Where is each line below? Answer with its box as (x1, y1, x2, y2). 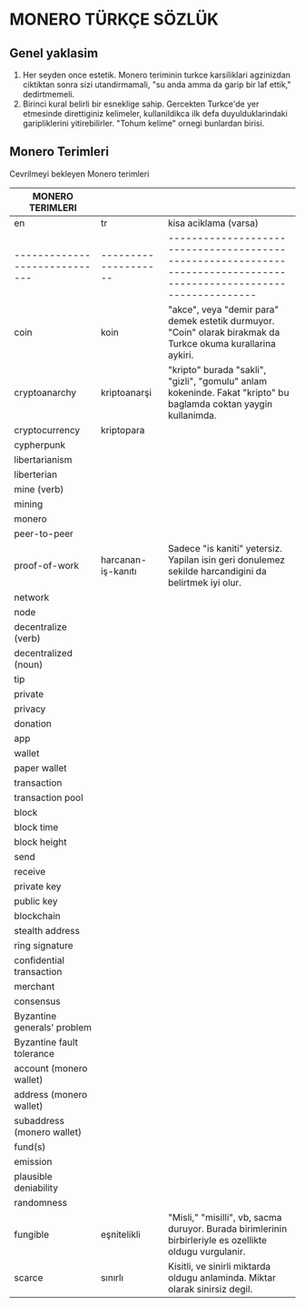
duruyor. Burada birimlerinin (167, 1222, 288, 1235)
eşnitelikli (100, 1228, 141, 1241)
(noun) (14, 658, 44, 671)
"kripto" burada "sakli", (167, 363, 267, 376)
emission (14, 1155, 53, 1168)
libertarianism (14, 453, 73, 466)
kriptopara (100, 423, 145, 436)
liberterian (14, 468, 58, 481)
